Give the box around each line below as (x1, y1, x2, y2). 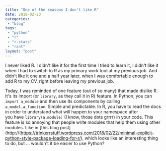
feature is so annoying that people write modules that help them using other (5, 119, 161, 125)
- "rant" (7, 44, 26, 49)
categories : (5, 16, 30, 21)
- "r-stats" (7, 40, 32, 45)
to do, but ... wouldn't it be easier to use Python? (5, 140, 105, 146)
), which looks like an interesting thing (81, 135, 158, 141)
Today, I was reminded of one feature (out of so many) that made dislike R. (5, 88, 158, 94)
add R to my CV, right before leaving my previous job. (5, 78, 114, 84)
